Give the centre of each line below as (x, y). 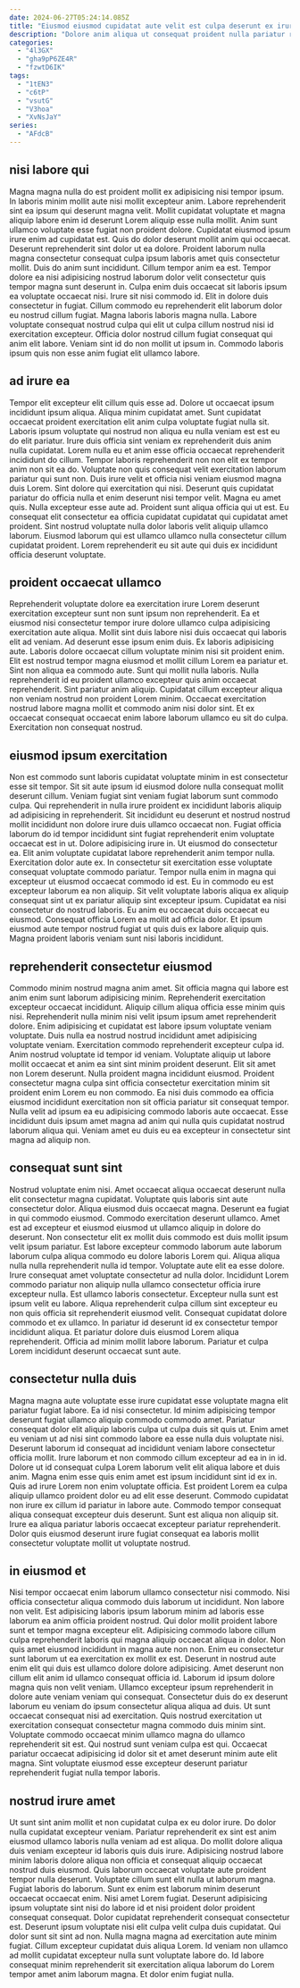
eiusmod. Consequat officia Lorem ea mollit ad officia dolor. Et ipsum (136, 919)
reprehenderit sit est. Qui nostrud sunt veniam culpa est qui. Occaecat (138, 1744)
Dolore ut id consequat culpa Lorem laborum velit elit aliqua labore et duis (145, 1467)
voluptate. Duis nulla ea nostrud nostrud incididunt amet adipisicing (133, 1035)
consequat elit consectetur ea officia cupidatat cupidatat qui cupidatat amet (149, 516)
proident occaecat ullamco (86, 582)
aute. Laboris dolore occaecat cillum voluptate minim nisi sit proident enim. (147, 651)
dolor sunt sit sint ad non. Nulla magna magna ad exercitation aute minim (143, 1936)
